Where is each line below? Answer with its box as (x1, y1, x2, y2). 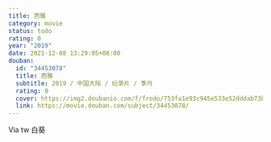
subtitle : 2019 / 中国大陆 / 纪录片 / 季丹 (15, 79, 153, 87)
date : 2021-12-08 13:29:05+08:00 (8, 49, 121, 57)
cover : (15, 94, 38, 102)
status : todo (8, 27, 52, 35)
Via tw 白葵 (8, 125, 46, 135)
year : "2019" (8, 42, 52, 50)
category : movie (8, 19, 63, 27)
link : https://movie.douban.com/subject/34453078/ (15, 102, 190, 110)
